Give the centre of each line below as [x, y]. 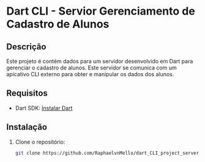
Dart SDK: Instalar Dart [44, 108]
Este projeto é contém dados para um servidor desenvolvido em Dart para [100, 61]
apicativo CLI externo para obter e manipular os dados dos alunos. [90, 74]
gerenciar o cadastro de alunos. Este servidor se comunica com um [91, 68]
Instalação [27, 127]
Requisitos [27, 93]
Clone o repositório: [40, 142]
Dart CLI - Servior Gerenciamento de [101, 11]
